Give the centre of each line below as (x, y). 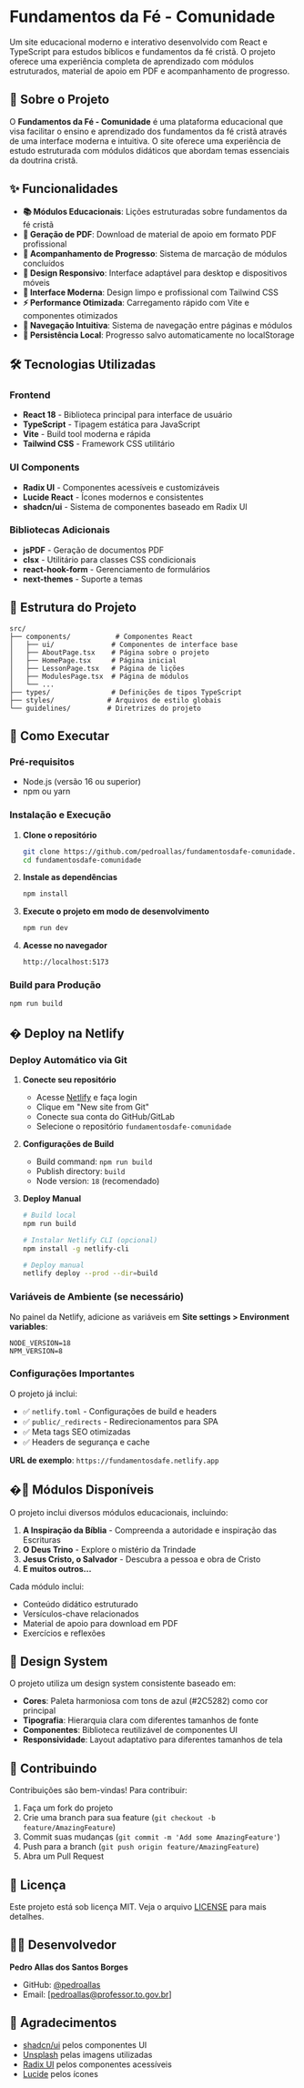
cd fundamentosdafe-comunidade (82, 860)
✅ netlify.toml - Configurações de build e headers (119, 1411)
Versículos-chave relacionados (81, 1614)
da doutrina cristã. (44, 160)
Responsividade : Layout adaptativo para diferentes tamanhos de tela (153, 1739)
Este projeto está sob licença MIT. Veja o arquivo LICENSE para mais (138, 1907)
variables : (29, 1326)
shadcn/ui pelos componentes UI (85, 2044)
